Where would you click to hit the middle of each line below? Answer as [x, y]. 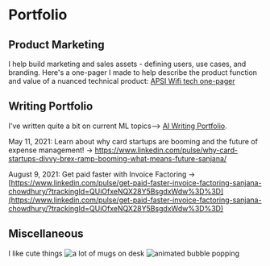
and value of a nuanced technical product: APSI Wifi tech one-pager [122, 81]
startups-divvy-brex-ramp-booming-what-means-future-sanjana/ [118, 158]
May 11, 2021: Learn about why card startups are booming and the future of [133, 141]
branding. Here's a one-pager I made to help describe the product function [133, 73]
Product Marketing [56, 45]
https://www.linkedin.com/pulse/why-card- [166, 150]
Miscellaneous [46, 234]
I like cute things [35, 253]
